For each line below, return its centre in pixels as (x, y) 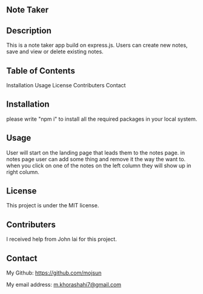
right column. (23, 172)
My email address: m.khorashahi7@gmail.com (64, 285)
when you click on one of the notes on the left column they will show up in (99, 165)
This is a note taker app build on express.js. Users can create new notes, (97, 45)
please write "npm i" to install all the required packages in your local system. (102, 119)
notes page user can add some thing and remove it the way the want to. (96, 159)
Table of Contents (41, 71)
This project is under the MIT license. (53, 205)
